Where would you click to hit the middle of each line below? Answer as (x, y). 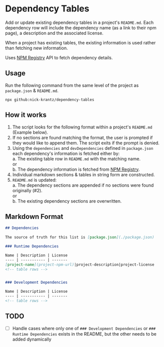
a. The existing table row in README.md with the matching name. (76, 159)
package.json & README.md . (32, 91)
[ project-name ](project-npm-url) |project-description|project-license (80, 264)
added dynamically (32, 339)
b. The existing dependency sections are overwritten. (67, 201)
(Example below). (30, 132)
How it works (26, 115)
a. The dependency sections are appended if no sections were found (83, 185)
